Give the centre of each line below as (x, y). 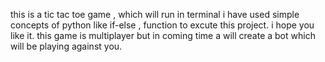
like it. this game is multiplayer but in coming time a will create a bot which (163, 35)
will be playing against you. (66, 46)
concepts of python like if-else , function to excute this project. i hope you (162, 25)
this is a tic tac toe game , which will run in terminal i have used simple (155, 14)
